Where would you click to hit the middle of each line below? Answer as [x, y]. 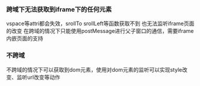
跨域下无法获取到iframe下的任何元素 [59, 9]
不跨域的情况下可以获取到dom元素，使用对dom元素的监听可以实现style [94, 69]
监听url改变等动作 [38, 77]
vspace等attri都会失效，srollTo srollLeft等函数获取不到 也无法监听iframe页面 [100, 24]
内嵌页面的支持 [25, 39]
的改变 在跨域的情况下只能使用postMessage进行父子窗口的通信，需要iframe [100, 31]
